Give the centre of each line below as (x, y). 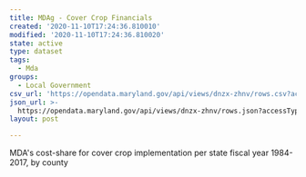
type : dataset (36, 52)
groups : (24, 77)
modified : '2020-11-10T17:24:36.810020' (87, 34)
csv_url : (26, 93)
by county (49, 162)
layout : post (34, 119)
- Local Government (55, 85)
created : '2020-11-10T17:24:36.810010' (85, 26)
